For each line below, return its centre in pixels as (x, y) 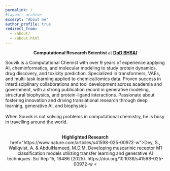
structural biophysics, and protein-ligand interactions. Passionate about (80, 95)
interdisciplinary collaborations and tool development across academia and (84, 84)
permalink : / (19, 10)
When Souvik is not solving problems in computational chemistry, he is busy (85, 116)
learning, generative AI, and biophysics (46, 106)
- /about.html (25, 39)
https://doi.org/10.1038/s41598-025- (126, 158)
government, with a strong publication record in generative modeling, (78, 89)
